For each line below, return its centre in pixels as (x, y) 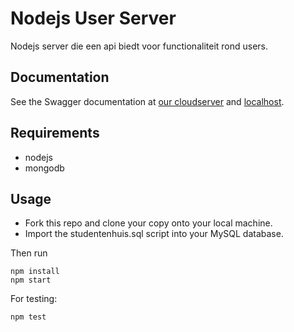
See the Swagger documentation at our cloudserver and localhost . (147, 101)
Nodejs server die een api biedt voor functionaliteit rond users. (139, 46)
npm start (31, 280)
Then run (29, 253)
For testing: (34, 299)
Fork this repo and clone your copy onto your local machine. (148, 223)
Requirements (55, 133)
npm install (35, 272)
